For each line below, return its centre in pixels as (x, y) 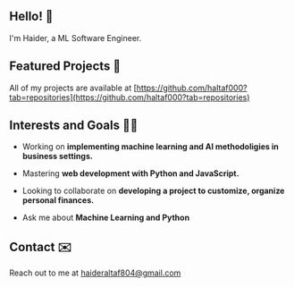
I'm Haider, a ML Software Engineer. (76, 38)
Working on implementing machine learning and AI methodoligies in (150, 147)
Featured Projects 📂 (65, 67)
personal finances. (58, 200)
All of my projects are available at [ (73, 88)
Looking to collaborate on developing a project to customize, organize (153, 191)
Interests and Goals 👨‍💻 (74, 126)
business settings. (58, 156)
